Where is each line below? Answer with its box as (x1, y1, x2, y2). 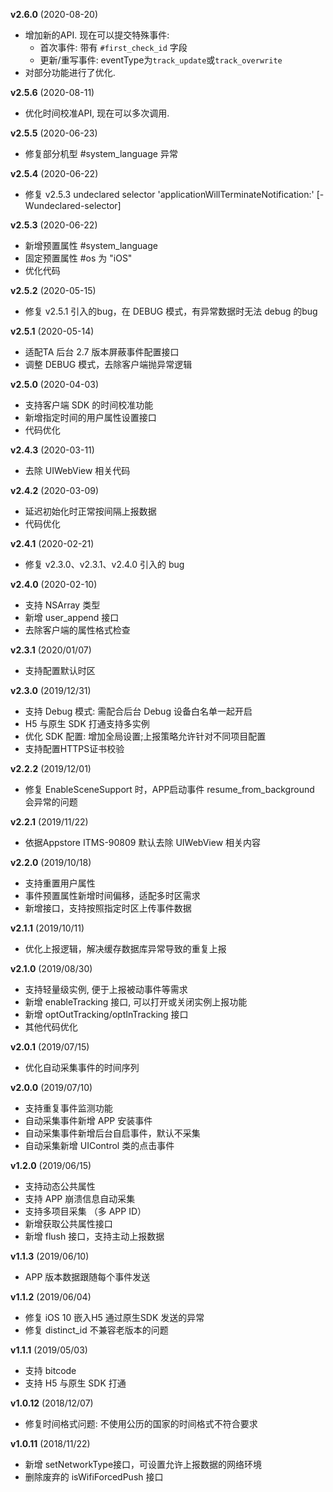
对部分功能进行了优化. (24, 67, 116, 78)
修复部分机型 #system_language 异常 (24, 148, 178, 159)
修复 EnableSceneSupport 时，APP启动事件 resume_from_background (24, 784, 315, 795)
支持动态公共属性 (24, 1180, 96, 1192)
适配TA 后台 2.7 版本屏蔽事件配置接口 (24, 346, 180, 358)
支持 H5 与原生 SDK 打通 (24, 1377, 127, 1389)
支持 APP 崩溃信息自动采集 (24, 1193, 136, 1204)
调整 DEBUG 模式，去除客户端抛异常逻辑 (24, 359, 193, 370)
